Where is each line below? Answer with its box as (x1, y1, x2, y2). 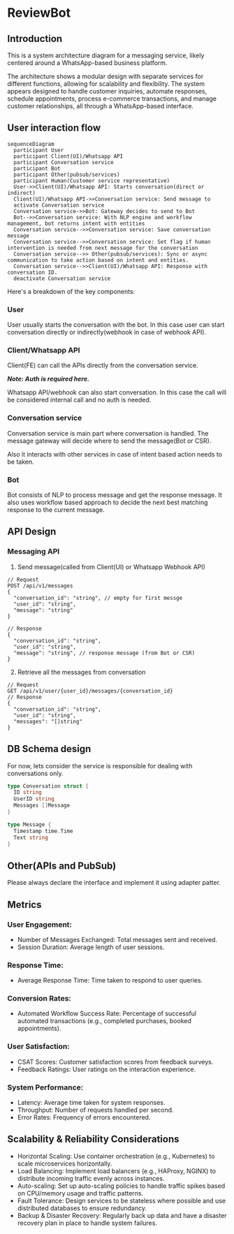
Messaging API (7, 547, 60, 557)
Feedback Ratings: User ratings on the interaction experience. (17, 1065, 196, 1073)
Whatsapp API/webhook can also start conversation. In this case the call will (7, 388, 227, 397)
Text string (13, 834, 49, 841)
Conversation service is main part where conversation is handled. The (7, 429, 209, 437)
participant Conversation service (13, 159, 114, 166)
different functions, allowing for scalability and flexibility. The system (7, 80, 205, 88)
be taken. (7, 457, 35, 466)
